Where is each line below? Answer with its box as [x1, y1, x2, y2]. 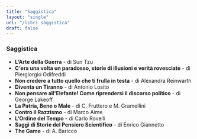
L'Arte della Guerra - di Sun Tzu [14, 58, 93, 65]
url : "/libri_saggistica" [6, 20, 70, 25]
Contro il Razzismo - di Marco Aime [14, 108, 103, 115]
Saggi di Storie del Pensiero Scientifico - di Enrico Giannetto [14, 121, 164, 128]
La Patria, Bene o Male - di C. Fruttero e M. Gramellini [14, 102, 146, 109]
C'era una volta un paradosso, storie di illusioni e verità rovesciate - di [14, 64, 190, 72]
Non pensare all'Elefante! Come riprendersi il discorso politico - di [14, 89, 181, 96]
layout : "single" [6, 14, 49, 20]
